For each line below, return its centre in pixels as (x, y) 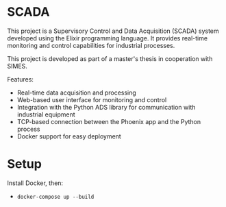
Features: (21, 79)
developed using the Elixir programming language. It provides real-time (107, 38)
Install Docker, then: (35, 183)
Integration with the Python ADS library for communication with (106, 107)
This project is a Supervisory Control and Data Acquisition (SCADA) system (113, 31)
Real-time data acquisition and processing (77, 93)
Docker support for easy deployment (69, 136)
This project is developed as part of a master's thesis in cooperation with (110, 58)
